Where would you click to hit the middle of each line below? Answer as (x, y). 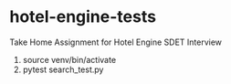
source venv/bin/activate (69, 59)
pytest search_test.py (63, 69)
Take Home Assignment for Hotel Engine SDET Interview (115, 42)
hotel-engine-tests (83, 17)
